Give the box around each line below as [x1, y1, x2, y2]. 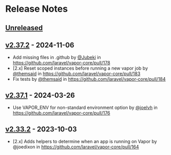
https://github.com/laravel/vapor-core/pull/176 [12, 110, 111, 116]
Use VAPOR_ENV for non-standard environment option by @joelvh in [12, 104, 158, 110]
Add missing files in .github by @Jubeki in [12, 54, 101, 60]
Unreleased [5, 24, 43, 32]
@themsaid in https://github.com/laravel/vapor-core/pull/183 [12, 71, 140, 77]
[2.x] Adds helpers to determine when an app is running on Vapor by [12, 139, 157, 145]
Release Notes [5, 3, 68, 15]
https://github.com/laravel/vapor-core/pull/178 [12, 60, 111, 66]
